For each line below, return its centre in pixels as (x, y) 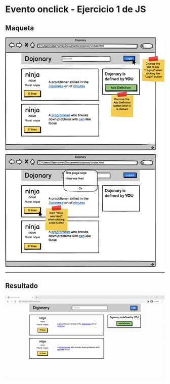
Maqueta (20, 28)
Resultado (22, 286)
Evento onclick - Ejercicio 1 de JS (76, 9)
